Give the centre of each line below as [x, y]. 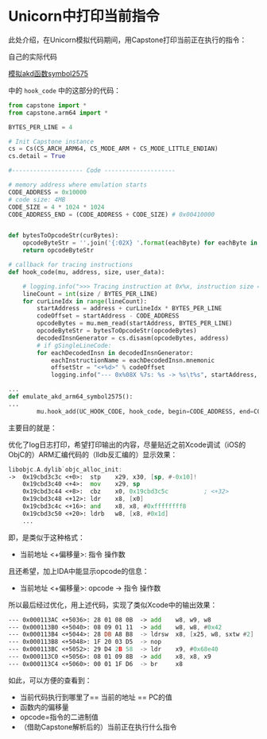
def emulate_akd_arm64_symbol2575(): [71, 397]
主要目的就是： [33, 427]
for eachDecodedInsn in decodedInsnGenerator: [115, 353]
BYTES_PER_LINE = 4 [41, 127]
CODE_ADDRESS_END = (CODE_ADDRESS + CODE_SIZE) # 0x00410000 [112, 214]
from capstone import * [48, 105]
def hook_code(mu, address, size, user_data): [87, 272]
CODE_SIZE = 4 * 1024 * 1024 [56, 207]
